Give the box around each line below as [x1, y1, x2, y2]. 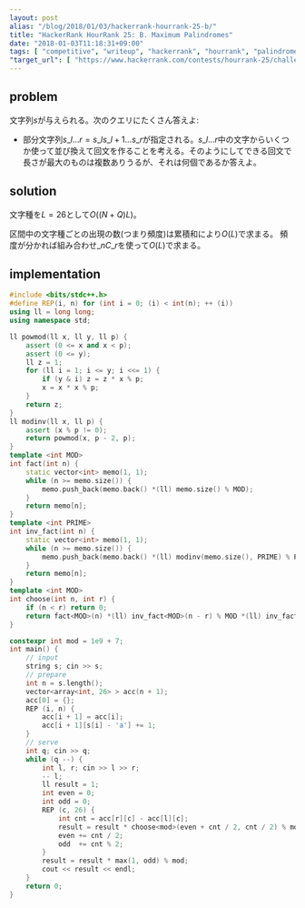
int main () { [9, 645, 59, 654]
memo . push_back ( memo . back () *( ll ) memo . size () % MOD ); [42, 484, 254, 494]
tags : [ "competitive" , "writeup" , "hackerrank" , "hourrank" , [9, 47, 250, 56]
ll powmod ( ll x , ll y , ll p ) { [9, 332, 128, 341]
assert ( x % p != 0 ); [25, 425, 107, 435]
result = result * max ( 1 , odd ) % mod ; [42, 856, 189, 865]
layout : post [9, 13, 59, 23]
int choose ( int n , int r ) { [9, 595, 116, 604]
